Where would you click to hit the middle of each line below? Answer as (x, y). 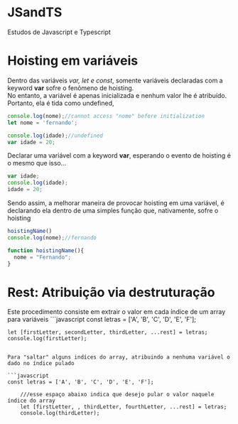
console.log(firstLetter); (47, 339)
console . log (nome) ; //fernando (52, 238)
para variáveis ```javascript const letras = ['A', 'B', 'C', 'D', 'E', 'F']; (102, 320)
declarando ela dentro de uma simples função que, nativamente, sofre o (113, 211)
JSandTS (35, 12)
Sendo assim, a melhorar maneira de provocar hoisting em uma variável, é (116, 203)
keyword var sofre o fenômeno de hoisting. (71, 88)
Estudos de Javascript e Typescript (59, 32)
